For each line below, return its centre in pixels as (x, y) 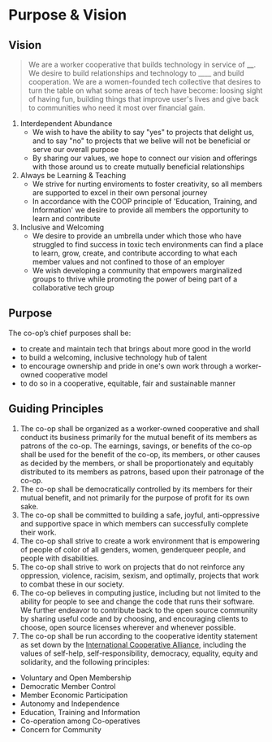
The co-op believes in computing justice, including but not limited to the (140, 592)
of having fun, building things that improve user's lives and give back (144, 99)
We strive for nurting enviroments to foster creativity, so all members (147, 184)
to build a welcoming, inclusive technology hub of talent (114, 357)
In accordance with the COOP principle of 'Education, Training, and (145, 201)
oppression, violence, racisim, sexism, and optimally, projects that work (140, 575)
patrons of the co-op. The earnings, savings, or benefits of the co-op (136, 446)
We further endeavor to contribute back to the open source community (139, 610)
